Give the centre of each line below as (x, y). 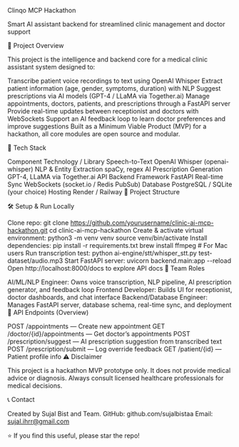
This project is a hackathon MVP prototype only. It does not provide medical (119, 370)
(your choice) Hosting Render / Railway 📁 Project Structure (94, 192)
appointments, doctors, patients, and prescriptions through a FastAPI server (119, 104)
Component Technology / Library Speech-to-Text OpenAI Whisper (105, 161)
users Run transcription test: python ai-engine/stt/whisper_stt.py (102, 253)
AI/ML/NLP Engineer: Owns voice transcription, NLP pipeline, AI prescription (119, 282)
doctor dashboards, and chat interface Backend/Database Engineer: (108, 297)
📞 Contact (21, 400)
